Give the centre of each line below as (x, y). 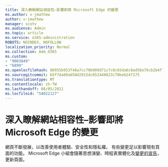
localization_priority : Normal (38, 47)
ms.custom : (16, 56)
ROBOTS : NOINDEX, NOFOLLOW (33, 42)
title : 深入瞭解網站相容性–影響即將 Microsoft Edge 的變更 (62, 10)
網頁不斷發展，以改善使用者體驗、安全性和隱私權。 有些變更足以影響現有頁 (82, 147)
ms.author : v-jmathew (28, 14)
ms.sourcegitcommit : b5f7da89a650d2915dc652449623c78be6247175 (72, 75)
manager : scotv (21, 24)
